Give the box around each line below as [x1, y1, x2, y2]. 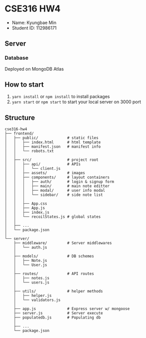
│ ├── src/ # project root [4, 157, 99, 163]
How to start [4, 81, 44, 89]
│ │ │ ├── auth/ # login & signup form [4, 179, 114, 184]
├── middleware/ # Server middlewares [13, 241, 112, 246]
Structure [4, 113, 35, 122]
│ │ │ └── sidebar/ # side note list [4, 192, 103, 198]
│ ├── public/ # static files [4, 136, 99, 141]
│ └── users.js [13, 280, 50, 285]
